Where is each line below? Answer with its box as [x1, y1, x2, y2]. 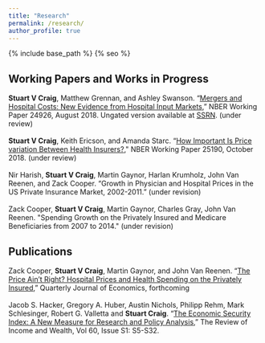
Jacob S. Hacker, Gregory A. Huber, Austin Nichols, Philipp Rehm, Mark [8, 300, 245, 309]
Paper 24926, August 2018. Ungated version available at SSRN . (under [8, 110, 242, 120]
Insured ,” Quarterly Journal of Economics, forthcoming [8, 283, 190, 292]
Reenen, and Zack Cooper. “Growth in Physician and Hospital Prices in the [8, 178, 255, 189]
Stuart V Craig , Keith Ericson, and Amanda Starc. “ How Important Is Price [8, 136, 252, 145]
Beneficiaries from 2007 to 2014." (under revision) [8, 222, 174, 231]
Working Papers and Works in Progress [8, 71, 209, 85]
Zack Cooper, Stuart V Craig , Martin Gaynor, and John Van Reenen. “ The [8, 266, 251, 276]
